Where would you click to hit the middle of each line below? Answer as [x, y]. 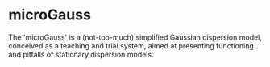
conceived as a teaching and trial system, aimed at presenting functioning [131, 45]
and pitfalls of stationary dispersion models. [81, 54]
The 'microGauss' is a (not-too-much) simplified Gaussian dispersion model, [135, 37]
